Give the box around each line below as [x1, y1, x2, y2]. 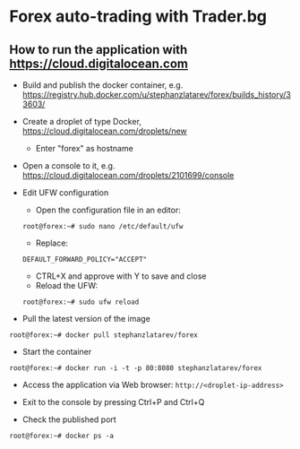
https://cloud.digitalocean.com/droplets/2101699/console [21, 170, 235, 180]
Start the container [21, 347, 92, 357]
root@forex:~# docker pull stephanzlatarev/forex [9, 331, 199, 340]
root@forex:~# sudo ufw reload [21, 298, 140, 307]
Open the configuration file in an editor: [35, 204, 182, 215]
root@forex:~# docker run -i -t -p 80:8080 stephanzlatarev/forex [9, 364, 262, 373]
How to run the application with [9, 42, 188, 57]
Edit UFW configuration [21, 187, 109, 198]
